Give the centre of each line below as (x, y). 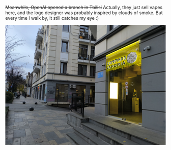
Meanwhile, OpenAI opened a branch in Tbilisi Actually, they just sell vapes (84, 7)
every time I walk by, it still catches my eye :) (52, 18)
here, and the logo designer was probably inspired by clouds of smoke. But (84, 13)
